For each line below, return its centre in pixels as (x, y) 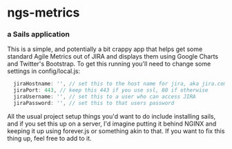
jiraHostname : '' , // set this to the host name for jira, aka (106, 84)
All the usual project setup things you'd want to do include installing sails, (112, 116)
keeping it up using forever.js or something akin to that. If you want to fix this (116, 131)
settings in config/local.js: (44, 71)
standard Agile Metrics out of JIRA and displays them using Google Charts (113, 57)
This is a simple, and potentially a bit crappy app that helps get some (105, 49)
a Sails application (39, 34)
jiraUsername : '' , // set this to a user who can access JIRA (105, 97)
